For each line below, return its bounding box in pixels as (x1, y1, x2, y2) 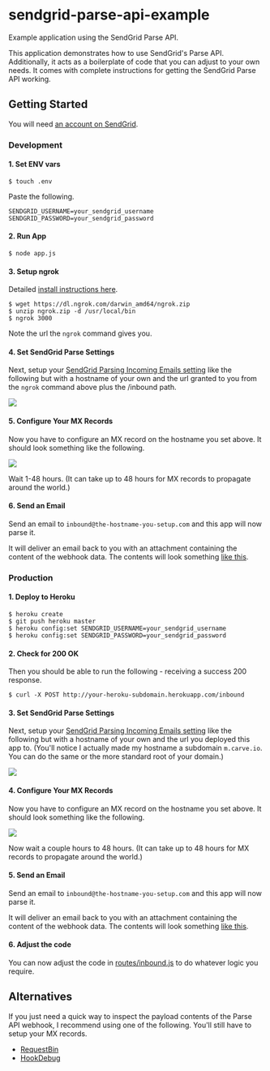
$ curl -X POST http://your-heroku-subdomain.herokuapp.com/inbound (8, 691, 245, 699)
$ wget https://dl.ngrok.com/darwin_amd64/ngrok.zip (8, 300, 191, 309)
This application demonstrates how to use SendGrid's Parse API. (8, 48, 225, 58)
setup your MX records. (8, 1028, 88, 1039)
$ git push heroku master (8, 618, 96, 626)
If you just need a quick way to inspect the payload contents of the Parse (8, 1011, 253, 1021)
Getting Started (8, 97, 88, 111)
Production (8, 572, 54, 583)
